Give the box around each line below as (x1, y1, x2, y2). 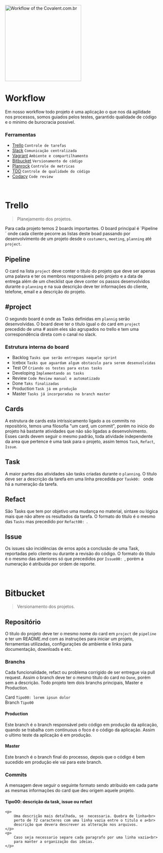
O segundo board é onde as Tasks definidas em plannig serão (5, 316, 130, 322)
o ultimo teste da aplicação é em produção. (5, 732, 92, 738)
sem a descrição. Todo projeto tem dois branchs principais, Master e (5, 680, 143, 686)
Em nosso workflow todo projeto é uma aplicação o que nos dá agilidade (5, 109, 151, 114)
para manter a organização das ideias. (14, 839, 95, 844)
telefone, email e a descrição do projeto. (5, 288, 86, 294)
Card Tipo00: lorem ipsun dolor (5, 694, 71, 701)
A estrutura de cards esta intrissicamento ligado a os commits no (5, 417, 135, 423)
